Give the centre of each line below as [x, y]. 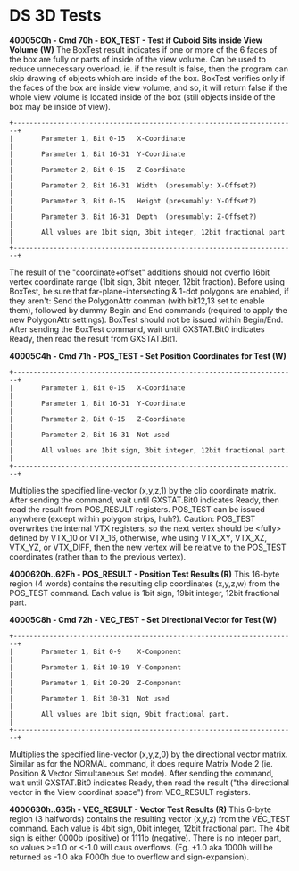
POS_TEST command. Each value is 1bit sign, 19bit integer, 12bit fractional [145, 593]
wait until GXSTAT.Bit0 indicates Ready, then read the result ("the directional [149, 783]
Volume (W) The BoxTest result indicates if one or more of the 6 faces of [143, 49]
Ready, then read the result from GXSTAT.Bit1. [93, 338]
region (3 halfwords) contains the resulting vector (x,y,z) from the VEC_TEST [150, 818]
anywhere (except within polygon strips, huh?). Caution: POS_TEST [133, 518]
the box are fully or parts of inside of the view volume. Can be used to [137, 59]
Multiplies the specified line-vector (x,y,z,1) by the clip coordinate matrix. [143, 490]
